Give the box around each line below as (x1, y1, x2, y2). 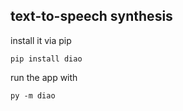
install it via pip (10, 34, 72, 46)
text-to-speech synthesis (10, 8, 173, 25)
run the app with (10, 71, 78, 83)
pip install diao (10, 54, 83, 64)
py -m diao (10, 90, 56, 101)
